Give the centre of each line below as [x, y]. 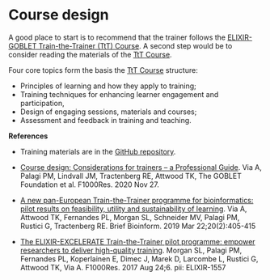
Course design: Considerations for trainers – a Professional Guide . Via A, [141, 167]
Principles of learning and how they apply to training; [108, 86]
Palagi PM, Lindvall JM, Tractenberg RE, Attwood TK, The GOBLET [131, 176]
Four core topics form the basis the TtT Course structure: [103, 70]
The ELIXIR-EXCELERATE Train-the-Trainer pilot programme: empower [138, 241]
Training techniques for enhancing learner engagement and [119, 94]
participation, [42, 103]
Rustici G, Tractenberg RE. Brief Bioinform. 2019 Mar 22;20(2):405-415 [138, 226]
